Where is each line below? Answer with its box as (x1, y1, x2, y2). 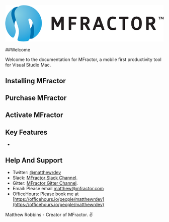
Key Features (5, 128, 48, 136)
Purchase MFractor (5, 94, 67, 102)
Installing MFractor (5, 76, 66, 85)
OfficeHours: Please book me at (12, 191, 79, 197)
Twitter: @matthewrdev (12, 170, 61, 176)
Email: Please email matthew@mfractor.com (12, 186, 104, 192)
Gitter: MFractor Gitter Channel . (12, 180, 78, 186)
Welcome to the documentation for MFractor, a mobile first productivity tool (5, 57, 162, 63)
